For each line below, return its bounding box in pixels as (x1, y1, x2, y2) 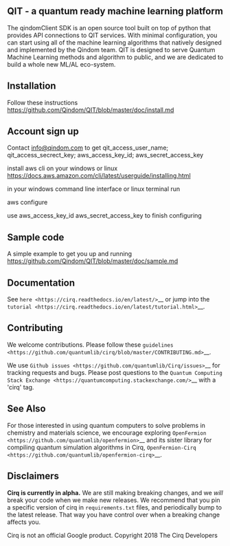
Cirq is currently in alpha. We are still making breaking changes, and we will (7, 488, 223, 497)
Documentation (7, 277, 76, 288)
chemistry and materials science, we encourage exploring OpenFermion (7, 429, 207, 437)
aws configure (7, 198, 48, 207)
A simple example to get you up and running (7, 250, 133, 258)
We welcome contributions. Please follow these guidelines (7, 340, 174, 349)
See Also (7, 403, 46, 415)
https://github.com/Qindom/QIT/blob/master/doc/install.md (7, 106, 174, 114)
